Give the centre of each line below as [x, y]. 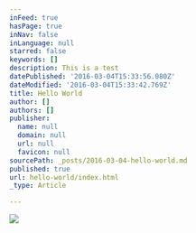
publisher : [30, 118]
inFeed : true [34, 18]
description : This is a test [64, 69]
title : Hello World [46, 93]
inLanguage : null [42, 43]
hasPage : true [36, 26]
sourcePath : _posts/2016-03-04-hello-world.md [98, 160]
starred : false [38, 51]
